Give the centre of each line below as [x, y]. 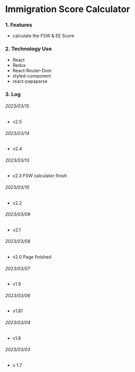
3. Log [13, 94]
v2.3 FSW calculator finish [40, 176]
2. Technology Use [28, 49]
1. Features [19, 25]
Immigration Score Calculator [68, 9]
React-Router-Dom [32, 70]
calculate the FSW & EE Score [43, 36]
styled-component [32, 76]
